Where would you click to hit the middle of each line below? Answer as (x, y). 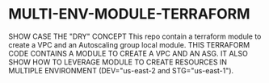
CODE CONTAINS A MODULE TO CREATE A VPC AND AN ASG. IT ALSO (128, 53)
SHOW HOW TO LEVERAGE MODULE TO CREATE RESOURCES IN (118, 62)
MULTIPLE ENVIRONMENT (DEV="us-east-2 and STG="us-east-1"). (121, 70)
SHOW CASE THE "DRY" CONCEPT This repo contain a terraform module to (135, 36)
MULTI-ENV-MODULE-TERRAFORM (129, 14)
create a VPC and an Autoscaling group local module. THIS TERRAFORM (129, 44)
